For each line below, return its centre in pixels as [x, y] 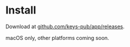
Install [21, 10]
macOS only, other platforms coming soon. [57, 38]
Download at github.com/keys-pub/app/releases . [65, 26]
